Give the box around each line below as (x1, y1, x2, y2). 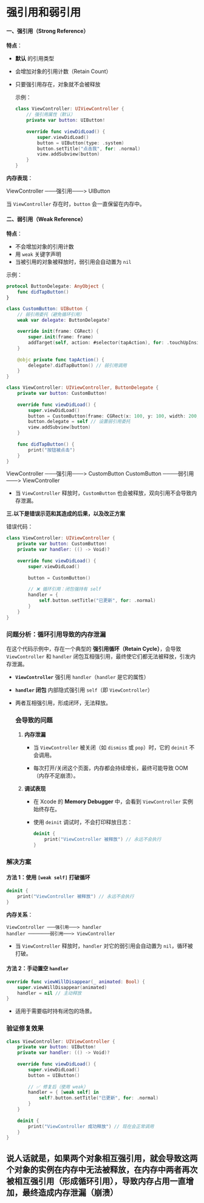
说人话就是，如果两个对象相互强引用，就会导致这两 (6, 1153, 198, 1163)
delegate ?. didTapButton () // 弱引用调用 (28, 362, 127, 369)
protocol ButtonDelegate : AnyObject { (6, 283, 104, 289)
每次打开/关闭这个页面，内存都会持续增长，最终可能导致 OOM (33, 764, 188, 772)
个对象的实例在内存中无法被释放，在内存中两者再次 (6, 1165, 198, 1175)
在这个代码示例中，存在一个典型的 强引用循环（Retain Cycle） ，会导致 (6, 645, 182, 652)
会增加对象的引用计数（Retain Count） (15, 68, 112, 75)
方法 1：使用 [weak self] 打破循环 (6, 874, 90, 881)
